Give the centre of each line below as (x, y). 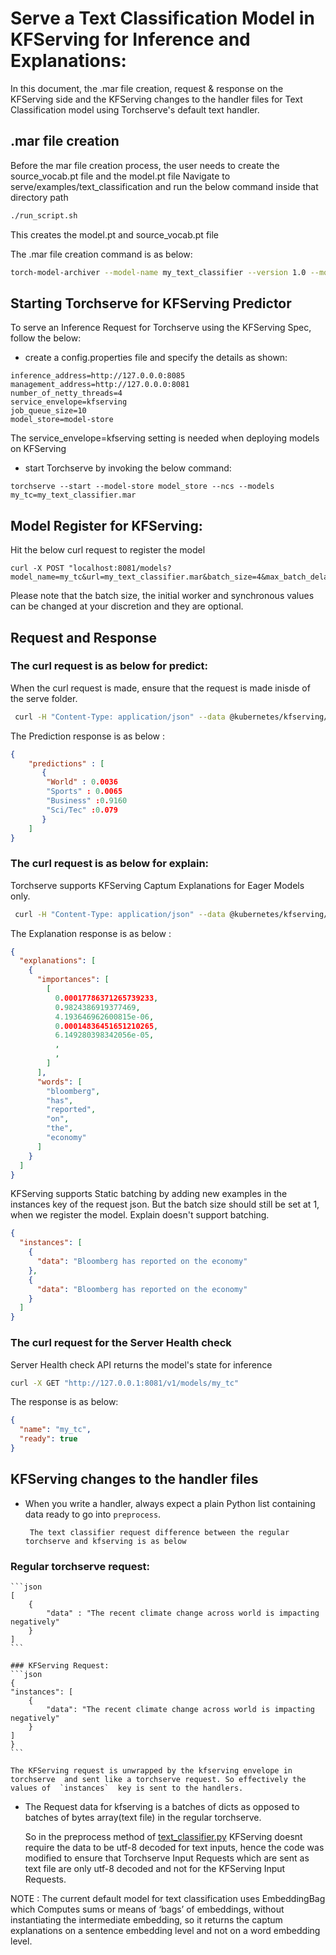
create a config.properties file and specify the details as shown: (156, 358)
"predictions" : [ (66, 763)
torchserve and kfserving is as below (105, 1541)
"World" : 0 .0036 (82, 782)
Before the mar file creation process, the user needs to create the (145, 165)
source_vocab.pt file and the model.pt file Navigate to (120, 176)
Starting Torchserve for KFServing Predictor (151, 303)
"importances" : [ (73, 980)
